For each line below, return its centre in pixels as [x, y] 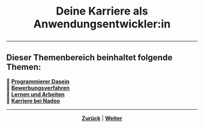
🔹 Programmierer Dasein [38, 81]
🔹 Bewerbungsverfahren [38, 88]
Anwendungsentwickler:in [102, 24]
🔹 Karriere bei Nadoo [33, 101]
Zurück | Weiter [102, 118]
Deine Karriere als [102, 11]
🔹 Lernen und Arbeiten [36, 94]
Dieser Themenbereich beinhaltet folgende [90, 57]
